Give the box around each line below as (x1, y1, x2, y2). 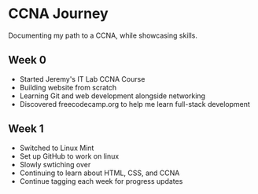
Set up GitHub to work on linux (19, 151, 120, 161)
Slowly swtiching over (19, 159, 91, 169)
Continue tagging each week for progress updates (19, 176, 183, 185)
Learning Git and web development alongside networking (19, 91, 206, 101)
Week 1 (8, 123, 44, 136)
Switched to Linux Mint (19, 143, 94, 152)
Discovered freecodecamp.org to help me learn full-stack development (19, 99, 250, 108)
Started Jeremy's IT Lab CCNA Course (19, 74, 146, 83)
